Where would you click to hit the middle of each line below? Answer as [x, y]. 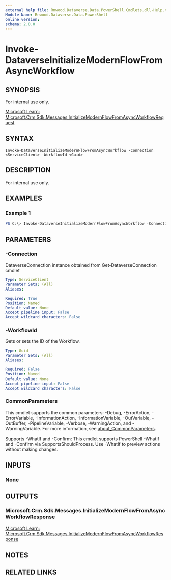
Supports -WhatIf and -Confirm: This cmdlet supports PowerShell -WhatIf [82, 439]
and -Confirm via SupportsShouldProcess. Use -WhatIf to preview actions [83, 444]
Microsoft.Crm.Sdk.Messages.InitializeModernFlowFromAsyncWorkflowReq [84, 117]
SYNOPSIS [23, 90]
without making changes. [32, 449]
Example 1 [18, 213]
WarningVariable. [23, 428]
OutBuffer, [16, 423]
